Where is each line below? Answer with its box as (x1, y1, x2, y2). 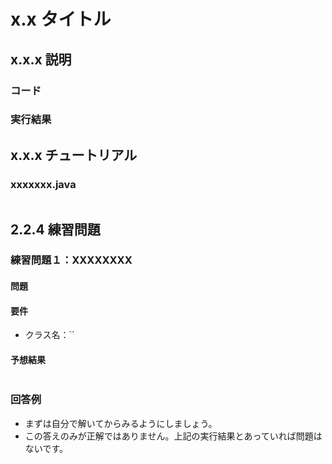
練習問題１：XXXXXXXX (10, 253, 133, 267)
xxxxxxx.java (10, 177, 77, 191)
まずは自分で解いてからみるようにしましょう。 (24, 417, 218, 429)
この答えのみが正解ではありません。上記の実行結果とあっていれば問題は (24, 430, 323, 442)
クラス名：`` (24, 329, 75, 341)
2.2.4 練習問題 (10, 221, 101, 238)
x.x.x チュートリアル (10, 146, 138, 164)
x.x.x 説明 (10, 51, 72, 68)
